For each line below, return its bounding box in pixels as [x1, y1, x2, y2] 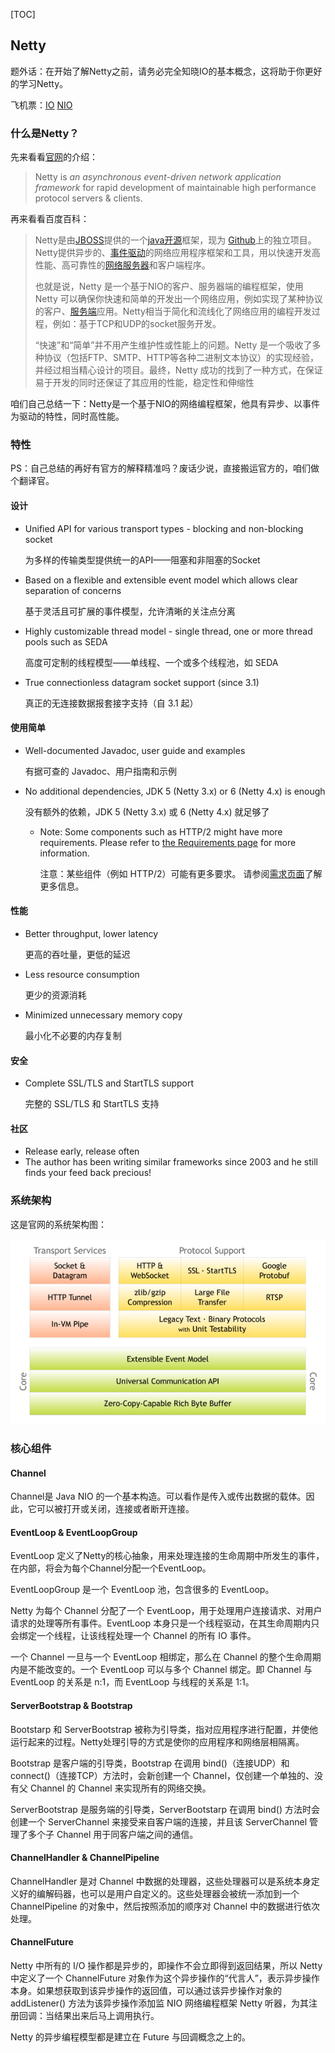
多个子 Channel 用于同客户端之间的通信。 [27, 1828, 199, 1840]
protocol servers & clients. [34, 192, 143, 204]
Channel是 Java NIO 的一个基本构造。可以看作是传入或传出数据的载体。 [10, 1490, 307, 1503]
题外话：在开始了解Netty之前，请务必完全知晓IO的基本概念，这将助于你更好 [10, 65, 323, 77]
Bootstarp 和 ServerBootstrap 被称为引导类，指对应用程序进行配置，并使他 [10, 1723, 319, 1735]
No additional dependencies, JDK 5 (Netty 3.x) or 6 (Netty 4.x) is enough [24, 785, 326, 797]
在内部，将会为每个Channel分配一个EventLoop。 [10, 1562, 212, 1574]
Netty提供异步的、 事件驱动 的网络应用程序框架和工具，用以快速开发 [34, 247, 312, 259]
